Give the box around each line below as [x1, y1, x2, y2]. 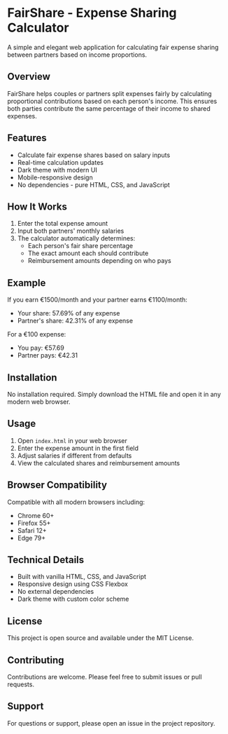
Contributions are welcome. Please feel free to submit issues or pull [7, 673, 202, 681]
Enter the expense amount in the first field [17, 444, 138, 452]
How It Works [7, 201, 68, 212]
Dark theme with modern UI [17, 165, 98, 174]
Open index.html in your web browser [17, 436, 127, 444]
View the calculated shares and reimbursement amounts [17, 458, 180, 467]
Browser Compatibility [7, 479, 107, 491]
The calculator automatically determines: [17, 234, 136, 243]
